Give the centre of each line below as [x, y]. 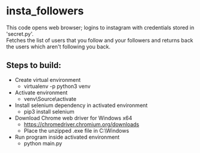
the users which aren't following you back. [58, 47]
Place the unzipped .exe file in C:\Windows [76, 130]
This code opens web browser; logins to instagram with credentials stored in [100, 27]
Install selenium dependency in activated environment [81, 105]
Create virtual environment [48, 79]
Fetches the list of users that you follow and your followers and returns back [100, 40]
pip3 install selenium [49, 111]
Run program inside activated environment [67, 137]
